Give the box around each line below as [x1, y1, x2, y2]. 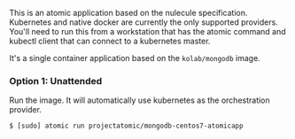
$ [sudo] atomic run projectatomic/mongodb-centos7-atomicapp [9, 121, 244, 131]
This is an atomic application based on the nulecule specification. [9, 8, 248, 18]
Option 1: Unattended [9, 74, 103, 87]
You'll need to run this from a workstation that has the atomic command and [9, 27, 286, 36]
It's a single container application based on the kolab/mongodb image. [9, 53, 261, 63]
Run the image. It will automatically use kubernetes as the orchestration [9, 95, 270, 105]
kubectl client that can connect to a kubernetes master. [9, 35, 211, 46]
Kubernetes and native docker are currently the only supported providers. [9, 17, 279, 27]
